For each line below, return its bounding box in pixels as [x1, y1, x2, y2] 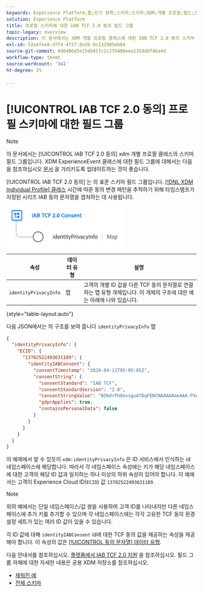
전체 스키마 [14, 579, 42, 587]
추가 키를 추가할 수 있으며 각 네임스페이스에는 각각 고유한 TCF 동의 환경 [27, 510, 195, 518]
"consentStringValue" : [38, 393, 96, 399]
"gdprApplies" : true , [38, 400, 94, 406]
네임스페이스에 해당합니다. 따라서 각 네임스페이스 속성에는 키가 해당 [6, 463, 164, 470]
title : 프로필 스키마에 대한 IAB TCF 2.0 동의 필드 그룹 [6, 22, 134, 28]
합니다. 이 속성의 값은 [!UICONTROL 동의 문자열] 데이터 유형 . [17, 539, 162, 546]
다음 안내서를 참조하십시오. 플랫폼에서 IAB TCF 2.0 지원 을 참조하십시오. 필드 [6, 551, 187, 559]
